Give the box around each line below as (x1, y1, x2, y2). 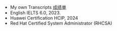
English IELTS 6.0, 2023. (10, 10, 61, 16)
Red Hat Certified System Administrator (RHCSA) (10, 20, 112, 26)
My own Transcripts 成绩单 (10, 4, 67, 10)
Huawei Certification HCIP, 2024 (10, 15, 79, 21)
